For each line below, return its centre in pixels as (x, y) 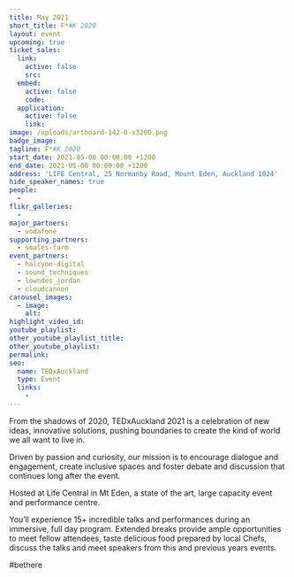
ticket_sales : (35, 50)
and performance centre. (55, 502)
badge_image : (33, 141)
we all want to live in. (47, 440)
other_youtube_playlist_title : (67, 338)
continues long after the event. (65, 475)
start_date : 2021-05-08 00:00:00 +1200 (83, 157)
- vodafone (37, 231)
